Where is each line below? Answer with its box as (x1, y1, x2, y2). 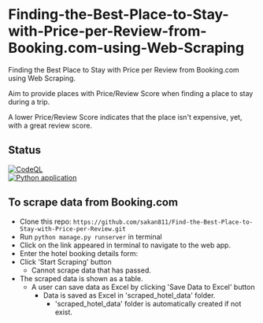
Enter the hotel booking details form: (19, 248, 139, 258)
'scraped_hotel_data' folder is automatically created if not (54, 299, 242, 308)
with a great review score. (8, 121, 93, 130)
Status (8, 143, 42, 157)
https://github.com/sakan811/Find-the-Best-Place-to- (72, 218, 254, 226)
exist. (54, 307, 73, 317)
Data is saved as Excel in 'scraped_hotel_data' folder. (43, 290, 216, 300)
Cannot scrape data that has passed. (31, 265, 152, 275)
